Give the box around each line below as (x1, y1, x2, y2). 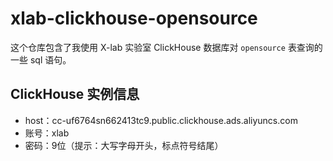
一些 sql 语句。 (10, 53, 72, 66)
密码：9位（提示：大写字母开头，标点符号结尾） (24, 139, 224, 151)
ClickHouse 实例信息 (10, 86, 140, 103)
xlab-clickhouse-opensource (10, 7, 258, 30)
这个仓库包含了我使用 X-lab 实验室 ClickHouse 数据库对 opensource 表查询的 (10, 41, 323, 53)
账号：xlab (24, 127, 70, 139)
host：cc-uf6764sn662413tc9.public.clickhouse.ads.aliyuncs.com (24, 114, 298, 126)
